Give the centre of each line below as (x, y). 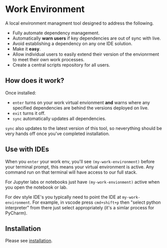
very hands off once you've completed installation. (58, 134)
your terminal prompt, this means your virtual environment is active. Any (80, 167)
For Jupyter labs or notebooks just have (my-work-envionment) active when (82, 182)
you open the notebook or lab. (36, 187)
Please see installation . (29, 241)
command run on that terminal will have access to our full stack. (71, 172)
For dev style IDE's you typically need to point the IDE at (63, 197)
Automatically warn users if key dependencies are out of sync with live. (87, 38)
